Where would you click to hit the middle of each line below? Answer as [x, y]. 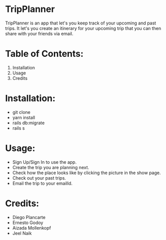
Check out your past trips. [39, 178]
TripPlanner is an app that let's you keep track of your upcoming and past [81, 23]
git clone [21, 112]
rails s [18, 128]
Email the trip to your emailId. [42, 183]
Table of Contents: [44, 54]
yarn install [24, 117]
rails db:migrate [28, 123]
